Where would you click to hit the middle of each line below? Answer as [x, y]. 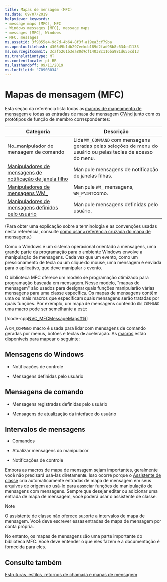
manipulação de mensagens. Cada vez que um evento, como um [72, 257]
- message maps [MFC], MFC [33, 24]
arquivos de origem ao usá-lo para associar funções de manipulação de [79, 486]
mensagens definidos [33, 207]
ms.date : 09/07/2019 [27, 14]
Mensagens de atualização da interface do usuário [64, 414]
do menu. [84, 158]
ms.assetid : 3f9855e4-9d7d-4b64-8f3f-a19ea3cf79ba [59, 42]
